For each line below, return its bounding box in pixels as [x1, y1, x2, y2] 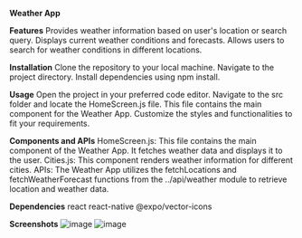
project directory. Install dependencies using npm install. [9, 71, 221, 82]
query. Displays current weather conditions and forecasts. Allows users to [9, 35, 285, 45]
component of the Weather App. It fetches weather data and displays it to [9, 145, 283, 156]
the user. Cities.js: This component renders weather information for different [9, 155, 294, 166]
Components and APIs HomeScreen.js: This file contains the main [9, 136, 257, 146]
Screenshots [9, 219, 59, 229]
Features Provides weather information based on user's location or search [9, 25, 288, 35]
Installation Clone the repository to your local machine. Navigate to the [9, 62, 274, 72]
